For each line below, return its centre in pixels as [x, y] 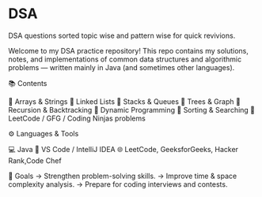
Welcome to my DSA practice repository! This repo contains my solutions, [129, 50]
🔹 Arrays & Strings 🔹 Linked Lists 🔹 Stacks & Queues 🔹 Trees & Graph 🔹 [125, 101]
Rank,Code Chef [35, 160]
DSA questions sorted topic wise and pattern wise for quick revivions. [122, 35]
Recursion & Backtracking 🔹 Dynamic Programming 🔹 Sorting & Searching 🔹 [132, 110]
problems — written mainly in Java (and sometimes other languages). [122, 67]
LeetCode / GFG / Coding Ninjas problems [77, 118]
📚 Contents [28, 83]
